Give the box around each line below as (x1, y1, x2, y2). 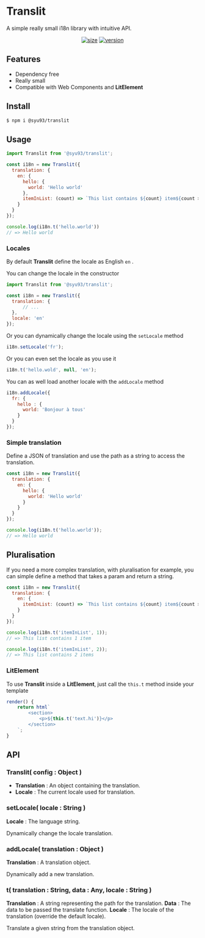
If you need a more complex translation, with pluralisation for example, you (6, 566, 194, 573)
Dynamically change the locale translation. (6, 829, 113, 836)
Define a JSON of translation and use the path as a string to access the (6, 452, 185, 460)
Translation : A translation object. (6, 858, 91, 866)
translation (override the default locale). (6, 913, 106, 920)
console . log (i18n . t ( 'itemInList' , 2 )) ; (6, 646, 108, 652)
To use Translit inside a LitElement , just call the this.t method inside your (6, 680, 194, 688)
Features (6, 54, 41, 65)
